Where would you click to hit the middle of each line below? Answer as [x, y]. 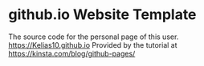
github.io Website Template [102, 15]
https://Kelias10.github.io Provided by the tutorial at [93, 45]
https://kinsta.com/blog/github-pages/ [72, 53]
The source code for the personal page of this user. [94, 37]
